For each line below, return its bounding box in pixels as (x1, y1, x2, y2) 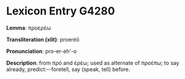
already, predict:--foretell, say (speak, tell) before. (6, 65, 131, 73)
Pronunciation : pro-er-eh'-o (6, 47, 77, 55)
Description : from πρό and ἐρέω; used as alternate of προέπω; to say (6, 59, 180, 66)
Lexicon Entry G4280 (6, 4, 116, 18)
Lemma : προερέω (6, 24, 51, 31)
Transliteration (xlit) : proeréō (6, 36, 80, 43)
